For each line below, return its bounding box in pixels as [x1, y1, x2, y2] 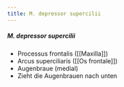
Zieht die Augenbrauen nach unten [17, 71, 118, 80]
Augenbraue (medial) [17, 64, 79, 72]
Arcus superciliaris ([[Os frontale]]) [17, 56, 118, 65]
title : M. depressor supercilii [7, 10, 101, 17]
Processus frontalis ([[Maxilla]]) [17, 49, 109, 58]
